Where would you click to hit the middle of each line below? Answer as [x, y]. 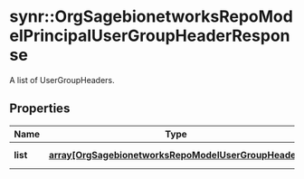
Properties [40, 109]
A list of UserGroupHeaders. [62, 80]
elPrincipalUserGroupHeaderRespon [150, 36]
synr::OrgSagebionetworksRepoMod [152, 17]
